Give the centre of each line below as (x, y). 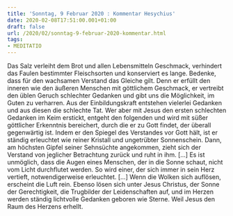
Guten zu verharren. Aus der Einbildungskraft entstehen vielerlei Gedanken (115, 103)
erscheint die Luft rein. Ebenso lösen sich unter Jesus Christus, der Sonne (113, 184)
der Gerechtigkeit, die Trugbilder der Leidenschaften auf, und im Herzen (111, 192)
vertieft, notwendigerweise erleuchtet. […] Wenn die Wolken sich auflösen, (114, 177)
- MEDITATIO (24, 46)
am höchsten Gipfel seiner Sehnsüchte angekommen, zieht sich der (104, 147)
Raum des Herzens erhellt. (45, 207)
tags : (15, 40)
